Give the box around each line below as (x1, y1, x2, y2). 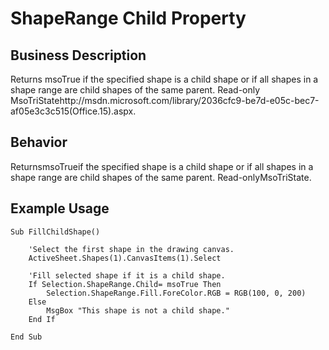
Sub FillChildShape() (10, 227, 101, 237)
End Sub (10, 332, 43, 342)
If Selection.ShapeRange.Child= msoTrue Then (28, 279, 222, 289)
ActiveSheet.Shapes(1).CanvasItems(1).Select (28, 253, 222, 263)
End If (28, 314, 56, 324)
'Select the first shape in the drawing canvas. (28, 244, 235, 254)
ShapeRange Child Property (10, 7, 247, 30)
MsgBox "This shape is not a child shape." (46, 305, 230, 316)
